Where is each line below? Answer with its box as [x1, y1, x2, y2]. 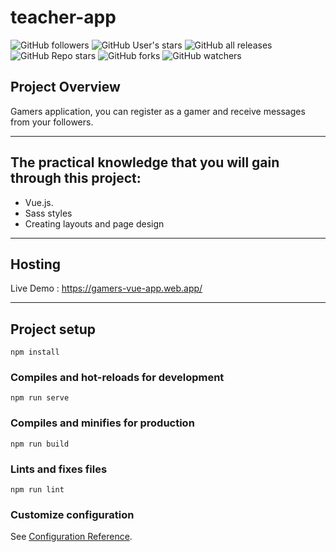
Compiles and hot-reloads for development [10, 371, 225, 385]
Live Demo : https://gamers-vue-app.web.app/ [10, 282, 203, 295]
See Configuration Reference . [10, 531, 133, 543]
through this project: [10, 170, 142, 187]
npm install [10, 347, 60, 358]
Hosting [10, 256, 62, 273]
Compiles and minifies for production [10, 416, 195, 430]
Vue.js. [24, 196, 54, 208]
